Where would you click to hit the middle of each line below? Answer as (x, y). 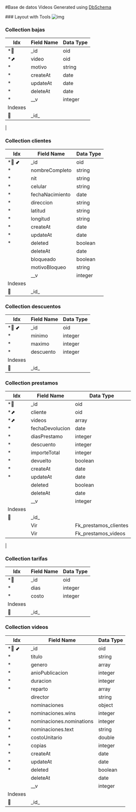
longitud (40, 218)
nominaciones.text (52, 729)
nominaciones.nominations (62, 721)
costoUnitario (46, 737)
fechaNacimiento (51, 195)
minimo (39, 335)
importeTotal (45, 453)
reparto (39, 689)
